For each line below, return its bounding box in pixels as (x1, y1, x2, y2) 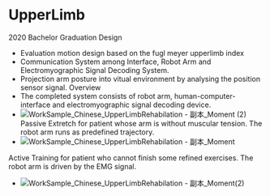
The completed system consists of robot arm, (19, 91, 173, 100)
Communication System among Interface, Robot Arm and (19, 57, 212, 66)
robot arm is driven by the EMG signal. (8, 161, 136, 171)
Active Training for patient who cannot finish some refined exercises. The (8, 152, 254, 163)
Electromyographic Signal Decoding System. (19, 65, 169, 75)
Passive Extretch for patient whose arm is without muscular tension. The (19, 118, 263, 128)
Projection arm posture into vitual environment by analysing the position (19, 74, 261, 83)
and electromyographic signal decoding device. (52, 100, 212, 109)
